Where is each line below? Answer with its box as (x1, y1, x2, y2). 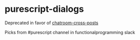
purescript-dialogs (4, 3, 84, 15)
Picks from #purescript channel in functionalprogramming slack (4, 29, 136, 35)
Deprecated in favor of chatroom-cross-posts (4, 20, 99, 26)
